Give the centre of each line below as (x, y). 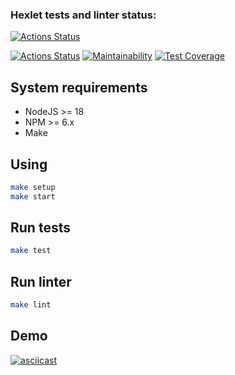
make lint (31, 305)
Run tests (40, 228)
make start (33, 196)
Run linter (41, 281)
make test (31, 251)
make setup (33, 187)
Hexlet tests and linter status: (83, 15)
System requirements (79, 87)
